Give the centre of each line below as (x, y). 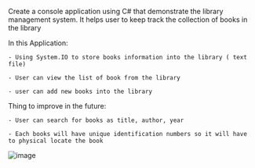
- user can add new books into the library (80, 91)
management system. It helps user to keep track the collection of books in (128, 20)
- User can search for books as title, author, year (96, 120)
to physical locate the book (56, 141)
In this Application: (38, 43)
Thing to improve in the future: (57, 106)
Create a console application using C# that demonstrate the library (116, 11)
